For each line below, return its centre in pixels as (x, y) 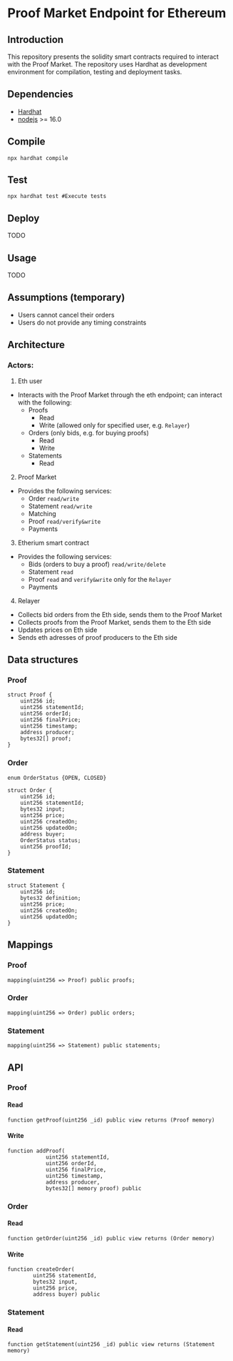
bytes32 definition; (51, 898)
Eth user (30, 381)
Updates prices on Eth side (57, 630)
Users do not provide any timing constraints (82, 322)
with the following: (45, 402)
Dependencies (40, 94)
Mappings (30, 945)
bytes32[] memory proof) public (93, 1188)
